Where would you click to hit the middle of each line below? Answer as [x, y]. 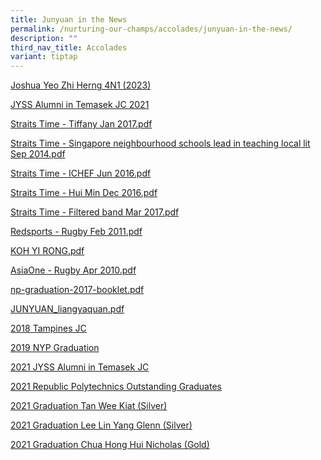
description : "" [44, 38]
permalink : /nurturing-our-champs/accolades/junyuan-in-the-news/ [151, 29]
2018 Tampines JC [48, 328]
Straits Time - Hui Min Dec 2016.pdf [84, 193]
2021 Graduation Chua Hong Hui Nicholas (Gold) [110, 445]
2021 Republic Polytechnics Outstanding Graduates [116, 387]
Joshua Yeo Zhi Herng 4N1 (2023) [81, 85]
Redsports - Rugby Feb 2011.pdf [76, 232]
